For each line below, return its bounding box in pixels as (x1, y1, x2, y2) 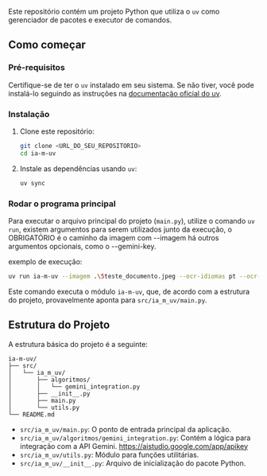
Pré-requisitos (8, 62, 65, 73)
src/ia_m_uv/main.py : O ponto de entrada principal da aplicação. (19, 424, 232, 434)
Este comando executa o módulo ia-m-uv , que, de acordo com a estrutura (8, 287, 250, 296)
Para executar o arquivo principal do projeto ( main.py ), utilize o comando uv (8, 216, 256, 225)
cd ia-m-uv (19, 149, 56, 158)
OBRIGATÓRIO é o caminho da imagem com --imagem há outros (8, 232, 219, 242)
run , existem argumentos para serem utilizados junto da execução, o (8, 224, 233, 234)
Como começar (8, 38, 86, 52)
